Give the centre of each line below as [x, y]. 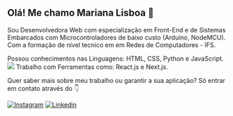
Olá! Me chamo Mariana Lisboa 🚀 [81, 13]
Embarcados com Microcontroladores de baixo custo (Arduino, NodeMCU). [116, 37]
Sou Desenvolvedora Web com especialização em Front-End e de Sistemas [116, 30]
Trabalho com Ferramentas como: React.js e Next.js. [92, 67]
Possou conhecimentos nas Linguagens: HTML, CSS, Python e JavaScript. [115, 58]
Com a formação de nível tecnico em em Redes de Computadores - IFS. [112, 45]
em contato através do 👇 [43, 88]
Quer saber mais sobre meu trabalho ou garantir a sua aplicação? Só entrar [116, 80]
